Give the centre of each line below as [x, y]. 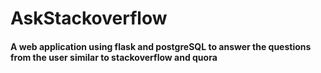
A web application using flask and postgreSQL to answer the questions [161, 46]
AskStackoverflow [89, 18]
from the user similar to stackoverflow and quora [114, 57]
